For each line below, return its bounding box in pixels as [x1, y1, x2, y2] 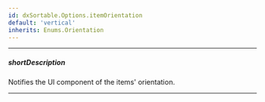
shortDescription [8, 57, 65, 67]
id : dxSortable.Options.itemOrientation [8, 11, 144, 20]
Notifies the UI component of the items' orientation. [8, 78, 175, 87]
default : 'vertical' [8, 19, 77, 27]
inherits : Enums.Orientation [8, 26, 104, 34]
